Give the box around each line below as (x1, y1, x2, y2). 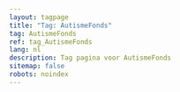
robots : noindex (9, 70, 69, 79)
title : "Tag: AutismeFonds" (9, 21, 113, 30)
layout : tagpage (9, 12, 69, 22)
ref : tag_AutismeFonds (9, 37, 93, 46)
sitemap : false (9, 62, 65, 71)
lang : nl (9, 46, 41, 54)
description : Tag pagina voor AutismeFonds (9, 53, 172, 62)
